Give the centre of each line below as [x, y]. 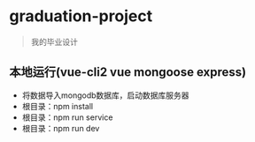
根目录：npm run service [67, 117]
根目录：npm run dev [61, 128]
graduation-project [81, 16]
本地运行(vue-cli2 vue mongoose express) [127, 72]
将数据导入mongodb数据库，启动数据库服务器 [105, 95]
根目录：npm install [58, 106]
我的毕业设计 [54, 41]
